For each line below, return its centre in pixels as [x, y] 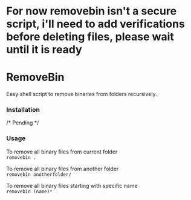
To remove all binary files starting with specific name [72, 185]
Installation [23, 110]
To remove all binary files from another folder [63, 169]
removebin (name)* [29, 192]
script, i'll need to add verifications [96, 24]
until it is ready [44, 50]
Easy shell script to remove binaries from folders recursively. [82, 94]
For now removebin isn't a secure [92, 11]
